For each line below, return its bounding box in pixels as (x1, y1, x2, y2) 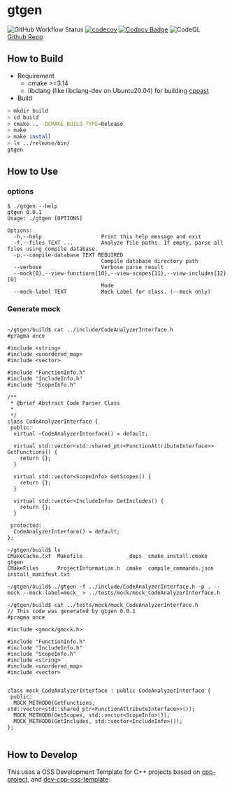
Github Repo (7, 32, 43, 41)
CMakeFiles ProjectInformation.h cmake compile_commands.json (7, 565, 215, 572)
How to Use (7, 166, 59, 178)
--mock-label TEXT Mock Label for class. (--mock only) (13, 288, 211, 295)
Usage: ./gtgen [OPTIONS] (7, 215, 82, 222)
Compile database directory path (101, 257, 198, 264)
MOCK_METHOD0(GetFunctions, (13, 699, 96, 706)
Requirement (17, 71, 55, 80)
